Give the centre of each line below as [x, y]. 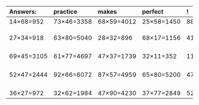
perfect [153, 12]
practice [65, 12]
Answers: [23, 12]
